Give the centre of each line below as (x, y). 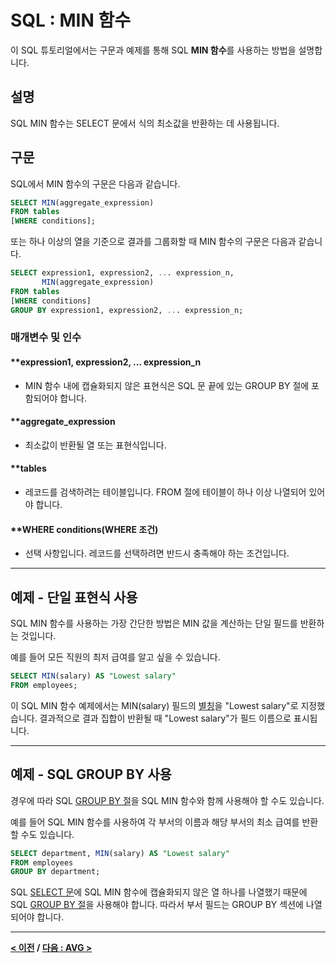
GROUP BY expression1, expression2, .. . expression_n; (127, 310)
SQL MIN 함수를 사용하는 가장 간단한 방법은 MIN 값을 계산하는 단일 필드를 (154, 623)
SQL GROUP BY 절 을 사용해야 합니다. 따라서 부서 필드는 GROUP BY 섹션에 (157, 905)
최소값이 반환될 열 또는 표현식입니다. (95, 445)
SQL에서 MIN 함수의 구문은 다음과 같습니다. (95, 183)
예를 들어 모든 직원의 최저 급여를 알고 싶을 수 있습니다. (115, 657)
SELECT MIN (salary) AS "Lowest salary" (93, 676)
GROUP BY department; (55, 872)
